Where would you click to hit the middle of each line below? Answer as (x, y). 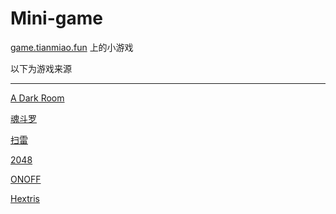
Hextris (25, 198)
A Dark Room (37, 98)
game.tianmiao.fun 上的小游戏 (72, 47)
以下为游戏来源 (41, 68)
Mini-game (56, 18)
